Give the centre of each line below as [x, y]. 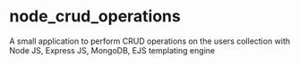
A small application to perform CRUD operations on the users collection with [150, 41]
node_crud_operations [95, 16]
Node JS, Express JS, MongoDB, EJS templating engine [112, 50]
